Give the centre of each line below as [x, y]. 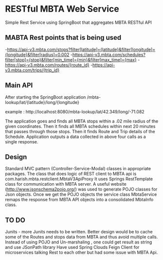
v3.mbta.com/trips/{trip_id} [32, 70]
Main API [19, 85]
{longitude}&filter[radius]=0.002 [37, 54]
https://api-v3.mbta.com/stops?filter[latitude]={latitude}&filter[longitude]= [81, 49]
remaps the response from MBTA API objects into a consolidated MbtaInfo [79, 200]
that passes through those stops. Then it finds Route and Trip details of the [80, 131]
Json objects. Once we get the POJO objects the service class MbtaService [81, 194]
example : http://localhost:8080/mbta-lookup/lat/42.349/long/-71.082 [75, 112]
